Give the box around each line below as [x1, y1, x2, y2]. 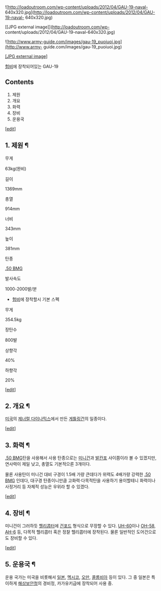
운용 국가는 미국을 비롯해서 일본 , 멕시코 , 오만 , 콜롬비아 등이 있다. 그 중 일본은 [5, 574, 150, 580]
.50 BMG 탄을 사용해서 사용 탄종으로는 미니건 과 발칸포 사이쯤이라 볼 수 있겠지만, [5, 455, 157, 461]
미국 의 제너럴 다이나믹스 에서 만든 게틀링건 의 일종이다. [5, 416, 107, 422]
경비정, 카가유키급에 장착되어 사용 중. [42, 580, 113, 586]
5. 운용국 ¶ [5, 560, 36, 568]
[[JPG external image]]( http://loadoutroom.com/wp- [5, 24, 110, 30]
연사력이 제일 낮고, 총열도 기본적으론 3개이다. [5, 461, 91, 467]
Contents [5, 78, 34, 86]
